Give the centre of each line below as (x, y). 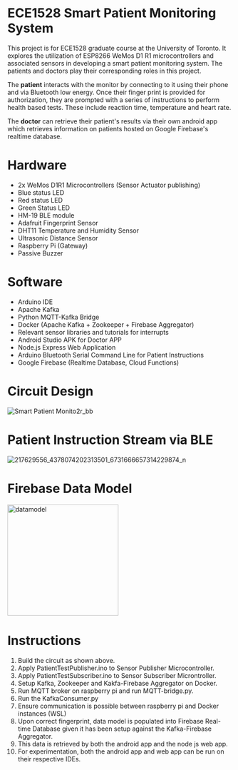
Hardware (37, 165)
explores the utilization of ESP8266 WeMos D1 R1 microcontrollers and (110, 56)
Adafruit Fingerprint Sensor (58, 223)
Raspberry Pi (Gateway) (53, 245)
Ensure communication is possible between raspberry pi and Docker (118, 706)
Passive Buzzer (40, 253)
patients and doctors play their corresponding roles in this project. (104, 71)
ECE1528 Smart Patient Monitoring (112, 13)
